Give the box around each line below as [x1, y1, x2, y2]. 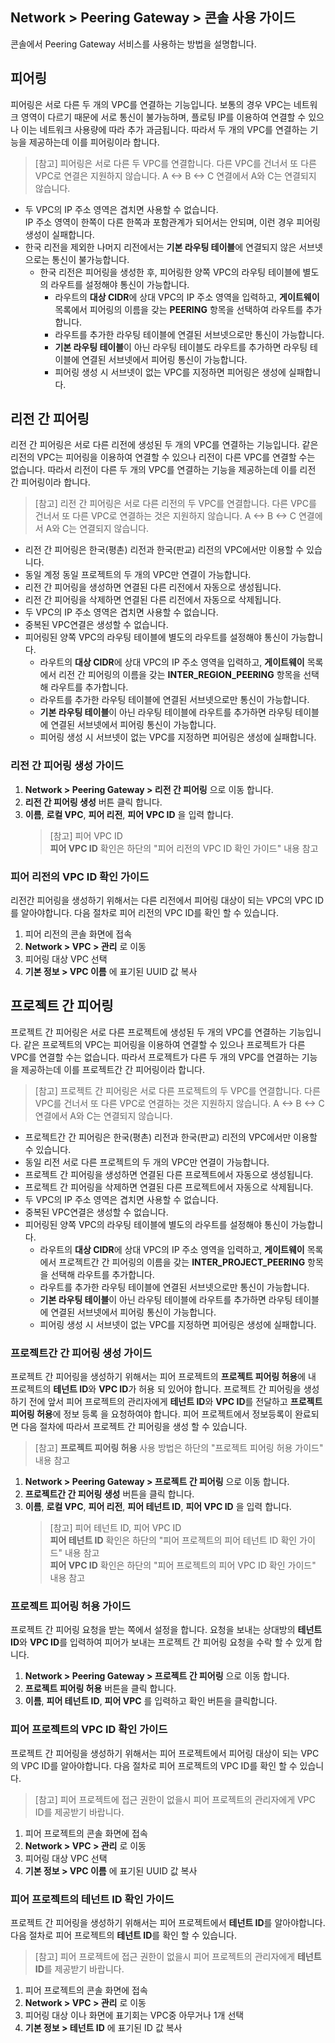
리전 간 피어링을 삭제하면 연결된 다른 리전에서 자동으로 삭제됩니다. [24, 594, 282, 606]
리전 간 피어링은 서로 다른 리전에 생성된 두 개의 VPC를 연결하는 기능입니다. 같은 [10, 439, 319, 451]
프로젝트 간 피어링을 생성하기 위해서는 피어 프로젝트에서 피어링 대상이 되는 [10, 1747, 299, 1759]
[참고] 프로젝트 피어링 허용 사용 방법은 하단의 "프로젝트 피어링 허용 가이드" [34, 1442, 324, 1454]
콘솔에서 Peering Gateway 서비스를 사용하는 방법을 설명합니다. [10, 38, 257, 50]
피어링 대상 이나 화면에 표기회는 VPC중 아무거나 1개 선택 [24, 2009, 245, 2022]
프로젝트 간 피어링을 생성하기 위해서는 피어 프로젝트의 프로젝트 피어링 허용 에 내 [10, 1371, 317, 1383]
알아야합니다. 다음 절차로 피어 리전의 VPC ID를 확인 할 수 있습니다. [20, 907, 279, 919]
